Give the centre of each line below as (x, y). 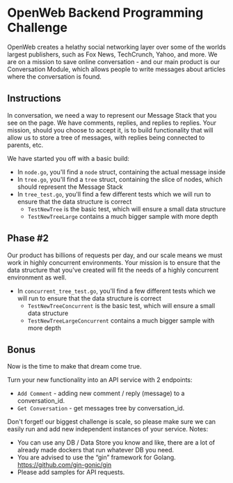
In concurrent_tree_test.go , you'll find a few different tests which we (116, 291)
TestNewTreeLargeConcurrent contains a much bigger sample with (121, 320)
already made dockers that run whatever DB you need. (96, 450)
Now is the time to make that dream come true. (74, 367)
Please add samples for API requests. (71, 473)
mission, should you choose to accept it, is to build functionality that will (110, 130)
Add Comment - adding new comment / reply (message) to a (101, 393)
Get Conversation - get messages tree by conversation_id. (101, 408)
